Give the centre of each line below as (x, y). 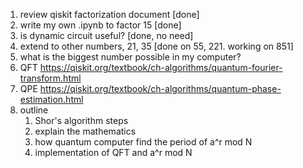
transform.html (50, 78)
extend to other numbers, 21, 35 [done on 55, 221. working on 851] (156, 46)
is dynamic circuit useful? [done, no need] (106, 35)
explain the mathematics (85, 131)
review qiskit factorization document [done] (109, 14)
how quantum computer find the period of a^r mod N (143, 142)
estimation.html (51, 99)
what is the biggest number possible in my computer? (130, 57)
